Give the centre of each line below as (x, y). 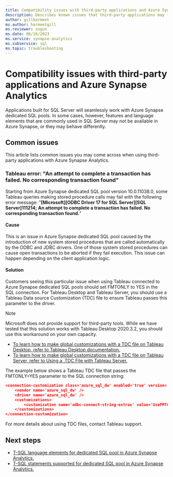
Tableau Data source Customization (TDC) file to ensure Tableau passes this (86, 298)
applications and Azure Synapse (76, 85)
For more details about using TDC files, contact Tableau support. (74, 424)
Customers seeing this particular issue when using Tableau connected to (83, 281)
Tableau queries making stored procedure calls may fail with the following (84, 197)
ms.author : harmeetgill (31, 24)
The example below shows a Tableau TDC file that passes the (71, 370)
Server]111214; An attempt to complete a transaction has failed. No (78, 208)
